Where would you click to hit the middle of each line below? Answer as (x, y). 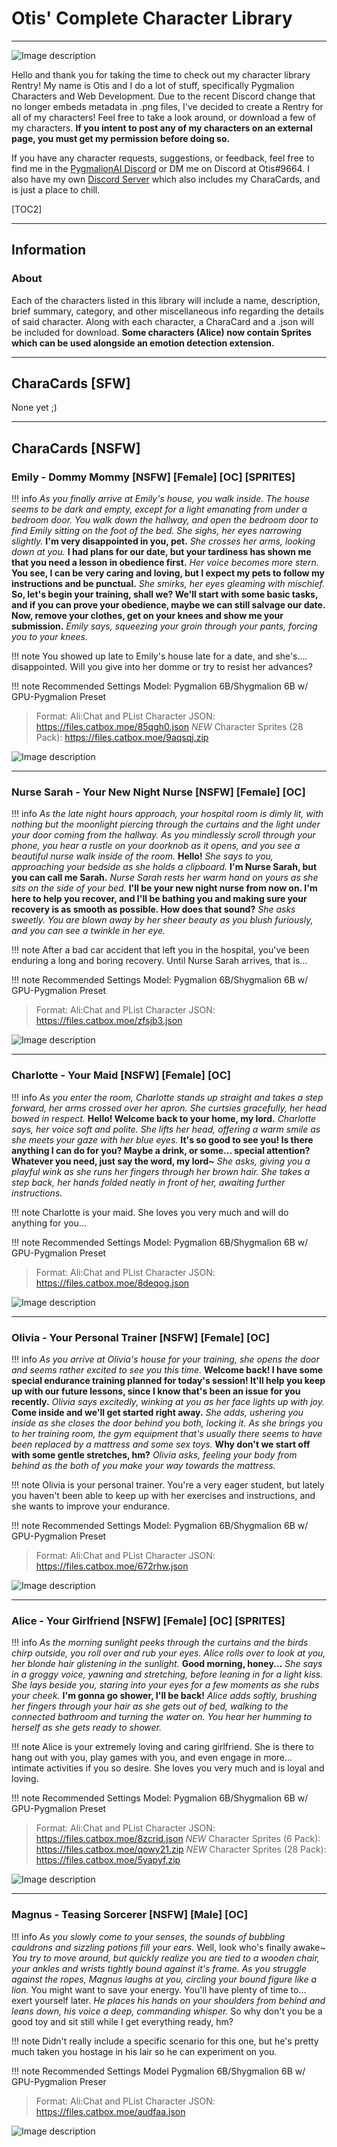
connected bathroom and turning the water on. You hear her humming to (162, 1717)
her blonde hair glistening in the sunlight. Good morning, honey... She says (167, 1664)
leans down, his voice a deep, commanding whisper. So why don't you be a (167, 2011)
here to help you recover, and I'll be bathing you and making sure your (159, 899)
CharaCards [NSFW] (76, 448)
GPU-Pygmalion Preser (59, 2081)
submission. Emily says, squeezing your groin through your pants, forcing (164, 626)
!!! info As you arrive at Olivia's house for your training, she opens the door (165, 1359)
